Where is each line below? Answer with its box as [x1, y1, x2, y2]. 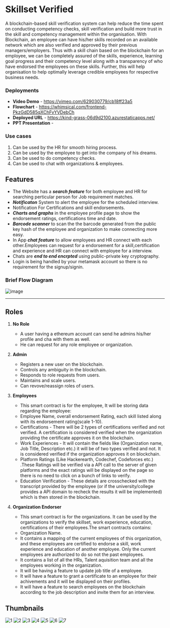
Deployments [5, 87, 39, 94]
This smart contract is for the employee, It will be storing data [20, 402, 148, 409]
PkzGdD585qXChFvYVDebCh [12, 109, 75, 115]
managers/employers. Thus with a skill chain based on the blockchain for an [5, 47, 164, 53]
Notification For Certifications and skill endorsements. [12, 204, 125, 211]
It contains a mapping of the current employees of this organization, [20, 535, 162, 541]
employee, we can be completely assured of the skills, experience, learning [5, 52, 163, 59]
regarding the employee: [20, 408, 72, 414]
